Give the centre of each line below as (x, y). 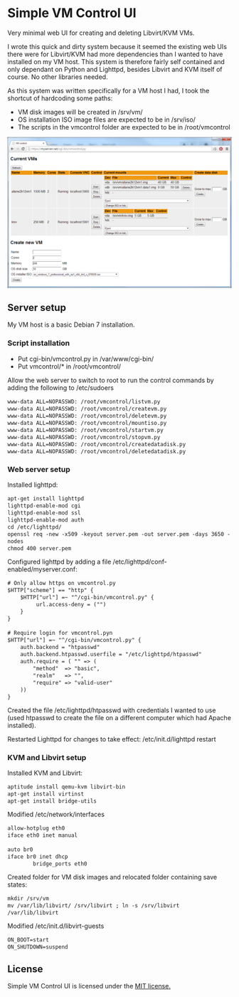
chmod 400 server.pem (39, 548)
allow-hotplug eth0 (36, 828)
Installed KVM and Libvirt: (45, 773)
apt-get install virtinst (46, 794)
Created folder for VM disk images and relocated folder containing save (112, 877)
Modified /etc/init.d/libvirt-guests (56, 926)
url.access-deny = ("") (71, 604)
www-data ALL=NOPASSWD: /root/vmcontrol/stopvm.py (84, 437)
